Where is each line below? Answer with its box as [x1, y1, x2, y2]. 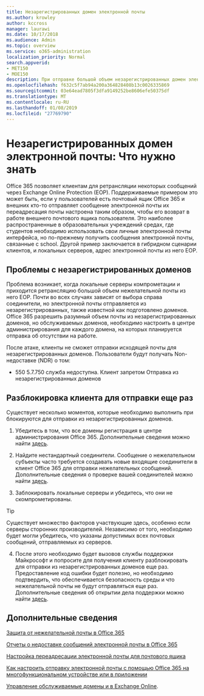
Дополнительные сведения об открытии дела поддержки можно [15, 589, 185, 596]
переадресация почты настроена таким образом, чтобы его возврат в [6, 208, 190, 215]
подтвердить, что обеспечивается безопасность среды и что [15, 576, 175, 583]
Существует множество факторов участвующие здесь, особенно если [6, 519, 191, 526]
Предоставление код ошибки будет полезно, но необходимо [15, 569, 174, 576]
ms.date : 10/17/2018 [6, 32, 59, 38]
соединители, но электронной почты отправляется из [6, 300, 147, 307]
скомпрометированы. [15, 495, 72, 502]
